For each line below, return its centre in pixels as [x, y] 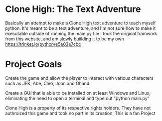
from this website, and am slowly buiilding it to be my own [65, 39]
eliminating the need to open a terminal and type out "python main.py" [77, 98]
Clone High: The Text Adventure [73, 9]
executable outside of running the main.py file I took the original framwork [81, 33]
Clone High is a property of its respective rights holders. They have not [78, 108]
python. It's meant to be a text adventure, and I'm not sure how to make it [81, 28]
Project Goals [34, 64]
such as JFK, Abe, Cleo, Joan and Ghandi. [49, 83]
